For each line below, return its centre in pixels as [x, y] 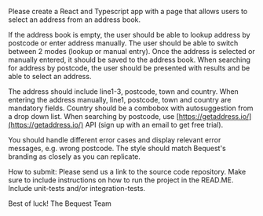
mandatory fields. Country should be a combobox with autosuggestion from [131, 108]
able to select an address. [50, 76]
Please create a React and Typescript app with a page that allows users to [128, 11]
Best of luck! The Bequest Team [60, 203]
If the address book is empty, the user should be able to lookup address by [129, 35]
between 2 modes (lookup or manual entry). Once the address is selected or [131, 51]
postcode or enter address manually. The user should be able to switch [123, 43]
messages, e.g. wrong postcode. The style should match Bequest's [117, 148]
